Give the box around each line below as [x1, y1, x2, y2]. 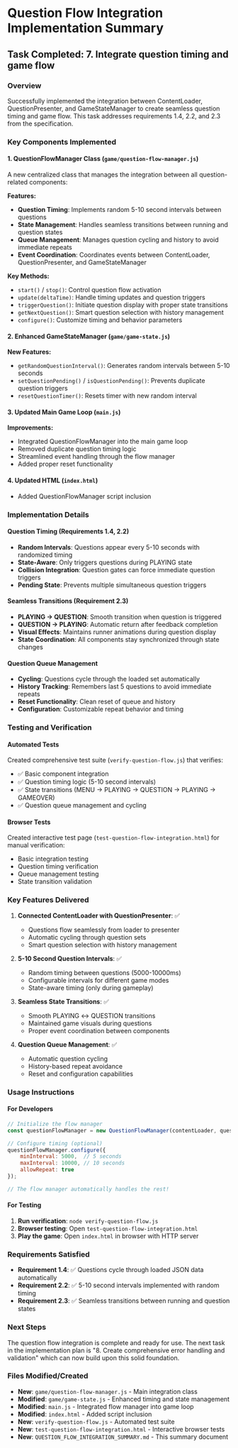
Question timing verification [17, 862, 99, 871]
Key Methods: [7, 272, 50, 280]
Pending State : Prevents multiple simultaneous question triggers [17, 580, 207, 589]
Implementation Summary [7, 20, 164, 36]
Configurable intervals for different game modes [28, 976, 169, 984]
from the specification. [7, 119, 74, 128]
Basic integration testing [17, 854, 89, 863]
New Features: [7, 347, 52, 356]
